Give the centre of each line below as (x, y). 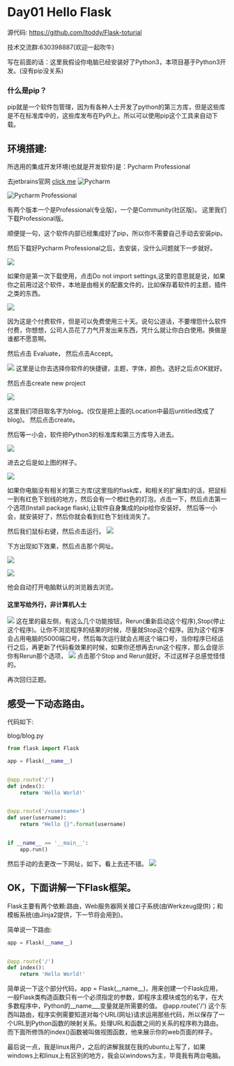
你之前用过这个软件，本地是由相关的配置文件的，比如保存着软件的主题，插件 (117, 285)
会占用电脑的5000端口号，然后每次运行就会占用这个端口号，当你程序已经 (112, 639)
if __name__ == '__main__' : (48, 843)
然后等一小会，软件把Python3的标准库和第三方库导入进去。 (93, 435)
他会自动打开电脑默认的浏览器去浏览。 (62, 587)
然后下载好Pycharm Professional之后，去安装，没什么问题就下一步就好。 (112, 248)
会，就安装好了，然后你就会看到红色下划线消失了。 (80, 517)
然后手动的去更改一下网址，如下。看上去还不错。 (77, 863)
